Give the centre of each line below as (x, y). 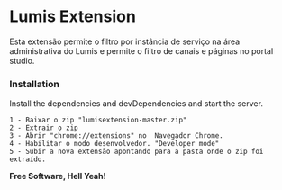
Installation (35, 84)
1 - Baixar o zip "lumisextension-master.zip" (98, 120)
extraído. (28, 159)
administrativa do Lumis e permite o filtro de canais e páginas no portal (141, 50)
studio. (22, 60)
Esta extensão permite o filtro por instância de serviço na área (125, 41)
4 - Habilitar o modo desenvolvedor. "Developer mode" (114, 144)
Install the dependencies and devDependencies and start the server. (136, 104)
